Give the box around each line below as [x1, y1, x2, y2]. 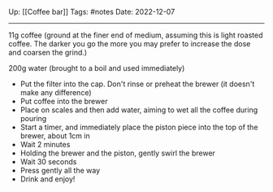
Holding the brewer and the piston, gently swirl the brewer [19, 148, 215, 158]
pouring [19, 114, 47, 123]
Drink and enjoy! [19, 174, 76, 184]
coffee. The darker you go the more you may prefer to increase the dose [8, 39, 251, 48]
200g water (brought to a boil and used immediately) [8, 63, 185, 72]
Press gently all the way [19, 166, 101, 175]
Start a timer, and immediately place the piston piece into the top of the [19, 122, 258, 132]
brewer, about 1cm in [19, 131, 91, 141]
